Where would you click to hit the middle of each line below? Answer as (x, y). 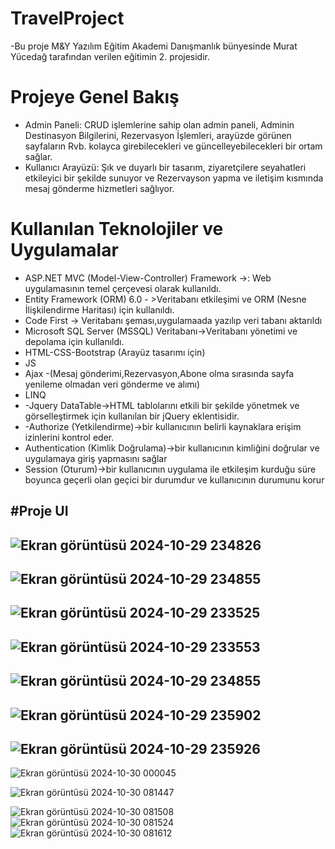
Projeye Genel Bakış (95, 97)
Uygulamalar (64, 250)
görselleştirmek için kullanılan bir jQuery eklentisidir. (132, 416)
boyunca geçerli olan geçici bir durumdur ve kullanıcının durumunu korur (174, 479)
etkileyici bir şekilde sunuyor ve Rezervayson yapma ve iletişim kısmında (174, 178)
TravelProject (67, 18)
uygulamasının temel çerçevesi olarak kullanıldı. (123, 288)
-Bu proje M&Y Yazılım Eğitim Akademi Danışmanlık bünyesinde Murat (154, 46)
